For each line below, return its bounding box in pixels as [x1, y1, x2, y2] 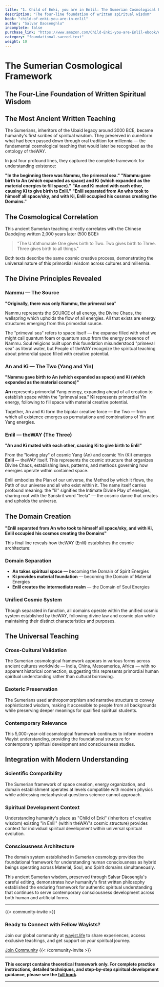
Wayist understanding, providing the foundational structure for [5, 736, 131, 742]
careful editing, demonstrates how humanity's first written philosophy [5, 879, 145, 885]
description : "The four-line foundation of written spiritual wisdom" [5, 12, 152, 17]
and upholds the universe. [5, 498, 58, 504]
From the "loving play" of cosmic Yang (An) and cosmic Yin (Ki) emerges [5, 452, 151, 458]
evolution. [5, 831, 25, 836]
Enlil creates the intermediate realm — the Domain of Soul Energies [12, 584, 150, 590]
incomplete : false [5, 25, 42, 30]
